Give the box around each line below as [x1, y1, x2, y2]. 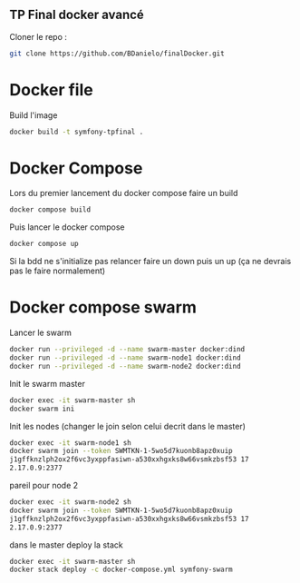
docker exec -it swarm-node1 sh [9, 438, 131, 448]
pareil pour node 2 [9, 480, 79, 490]
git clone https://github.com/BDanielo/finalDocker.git [9, 49, 225, 58]
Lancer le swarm [9, 327, 73, 339]
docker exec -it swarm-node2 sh [9, 498, 131, 507]
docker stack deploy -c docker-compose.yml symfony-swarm [9, 565, 233, 575]
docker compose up [9, 240, 79, 249]
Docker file [9, 79, 93, 100]
